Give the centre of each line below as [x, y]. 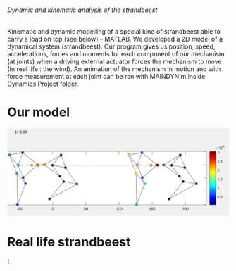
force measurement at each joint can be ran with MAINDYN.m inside [106, 77]
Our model [39, 112]
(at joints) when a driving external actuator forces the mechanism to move [114, 62]
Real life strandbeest [69, 242]
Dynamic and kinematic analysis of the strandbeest [82, 10]
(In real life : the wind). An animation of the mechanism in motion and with [114, 69]
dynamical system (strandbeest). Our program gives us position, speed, [112, 46]
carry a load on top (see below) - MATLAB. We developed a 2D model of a [115, 39]
